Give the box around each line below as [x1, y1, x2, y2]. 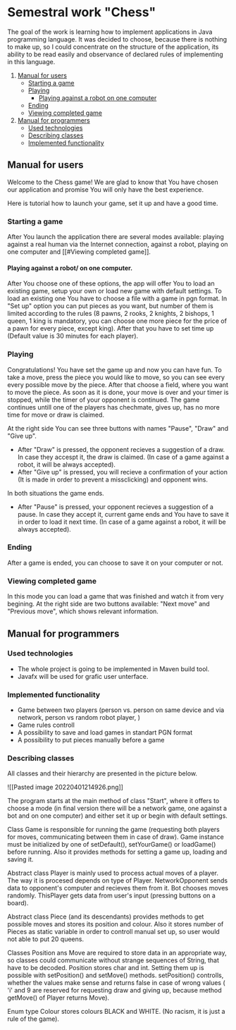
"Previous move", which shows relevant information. [7, 607, 159, 615]
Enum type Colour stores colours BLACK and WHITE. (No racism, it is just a [7, 1007, 225, 1016]
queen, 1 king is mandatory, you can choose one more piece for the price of [7, 317, 228, 325]
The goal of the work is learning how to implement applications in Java [7, 27, 213, 36]
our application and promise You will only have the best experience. [7, 185, 204, 194]
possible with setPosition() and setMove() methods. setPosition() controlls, [7, 971, 224, 980]
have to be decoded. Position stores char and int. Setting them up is [7, 964, 204, 972]
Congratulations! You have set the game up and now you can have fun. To [7, 365, 222, 374]
